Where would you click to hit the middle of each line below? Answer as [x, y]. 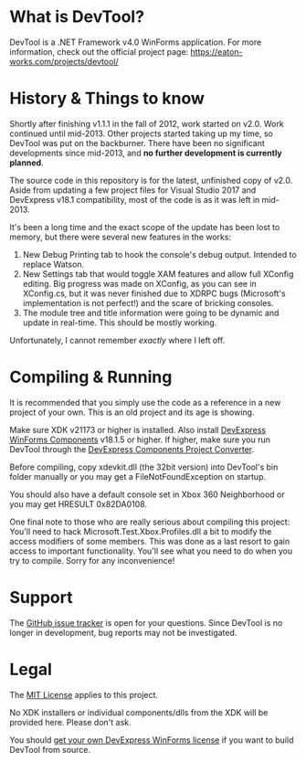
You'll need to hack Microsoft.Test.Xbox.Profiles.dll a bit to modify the [141, 531]
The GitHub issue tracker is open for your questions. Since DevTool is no [146, 622]
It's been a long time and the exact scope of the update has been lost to [145, 227]
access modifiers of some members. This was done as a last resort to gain [150, 541]
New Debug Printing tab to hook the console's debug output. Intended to [159, 254]
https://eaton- [217, 51]
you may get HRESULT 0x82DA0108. [79, 503]
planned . [26, 163]
